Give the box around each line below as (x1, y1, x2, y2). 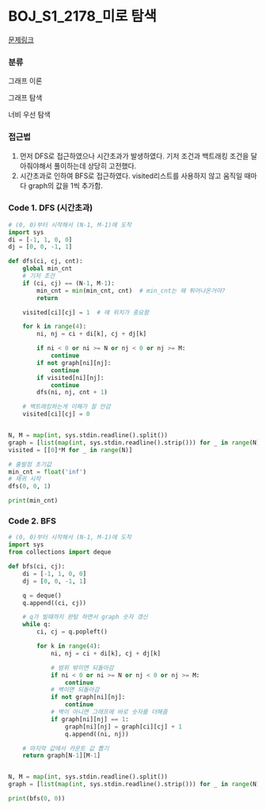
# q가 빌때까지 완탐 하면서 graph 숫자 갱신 (22, 613, 149, 622)
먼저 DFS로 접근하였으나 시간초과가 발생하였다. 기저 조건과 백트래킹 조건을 (19, 151, 249, 161)
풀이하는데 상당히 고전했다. (54, 161, 137, 170)
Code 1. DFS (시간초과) (8, 203, 93, 214)
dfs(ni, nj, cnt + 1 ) (36, 389, 108, 397)
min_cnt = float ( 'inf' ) (8, 468, 87, 476)
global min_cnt (22, 264, 73, 273)
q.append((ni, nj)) (64, 730, 129, 738)
